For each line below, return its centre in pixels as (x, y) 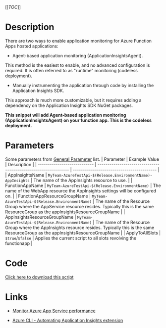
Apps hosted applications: (32, 46)
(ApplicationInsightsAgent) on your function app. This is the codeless (79, 120)
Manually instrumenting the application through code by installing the (83, 85)
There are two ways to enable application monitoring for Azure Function (79, 41)
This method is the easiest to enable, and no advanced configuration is (78, 65)
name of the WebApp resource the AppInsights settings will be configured (81, 190)
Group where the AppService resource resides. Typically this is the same (80, 206)
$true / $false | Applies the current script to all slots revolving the (71, 238)
